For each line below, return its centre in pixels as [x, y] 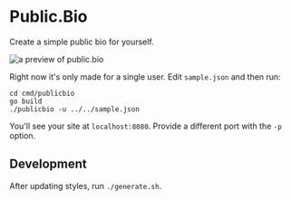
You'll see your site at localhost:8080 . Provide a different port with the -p [146, 126]
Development [48, 164]
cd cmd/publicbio [42, 93]
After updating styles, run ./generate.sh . [86, 186]
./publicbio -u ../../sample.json [75, 109]
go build [26, 101]
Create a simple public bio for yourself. [82, 42]
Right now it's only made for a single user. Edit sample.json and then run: [145, 76]
